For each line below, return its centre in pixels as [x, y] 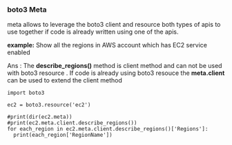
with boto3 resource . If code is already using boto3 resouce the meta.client [116, 73]
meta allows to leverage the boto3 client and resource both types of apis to [114, 25]
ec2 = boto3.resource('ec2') [49, 105]
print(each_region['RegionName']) [63, 135]
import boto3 [26, 93]
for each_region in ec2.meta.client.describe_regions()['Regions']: [108, 129]
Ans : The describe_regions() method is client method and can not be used [115, 66]
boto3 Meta [27, 10]
